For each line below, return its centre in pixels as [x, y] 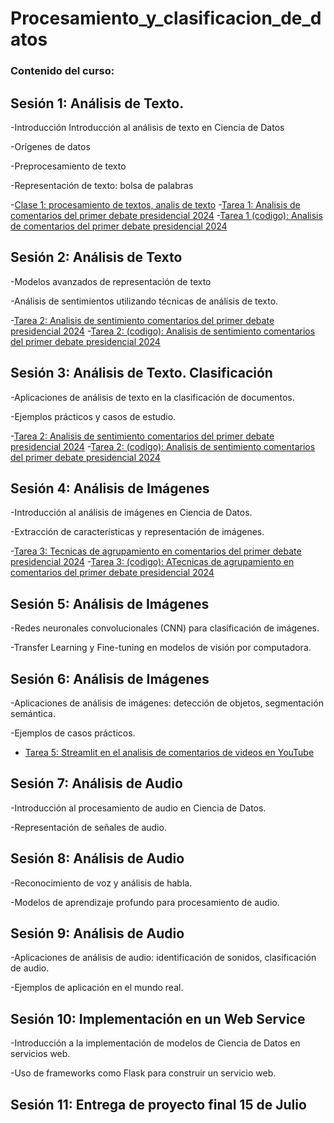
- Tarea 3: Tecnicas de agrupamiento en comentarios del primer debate [156, 551]
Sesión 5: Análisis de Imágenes [110, 603]
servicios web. [40, 1054]
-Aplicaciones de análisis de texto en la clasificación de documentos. [152, 397]
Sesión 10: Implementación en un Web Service [158, 1018]
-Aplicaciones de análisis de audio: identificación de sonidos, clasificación [163, 958]
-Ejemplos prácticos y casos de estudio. [93, 416]
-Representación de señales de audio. [88, 827]
